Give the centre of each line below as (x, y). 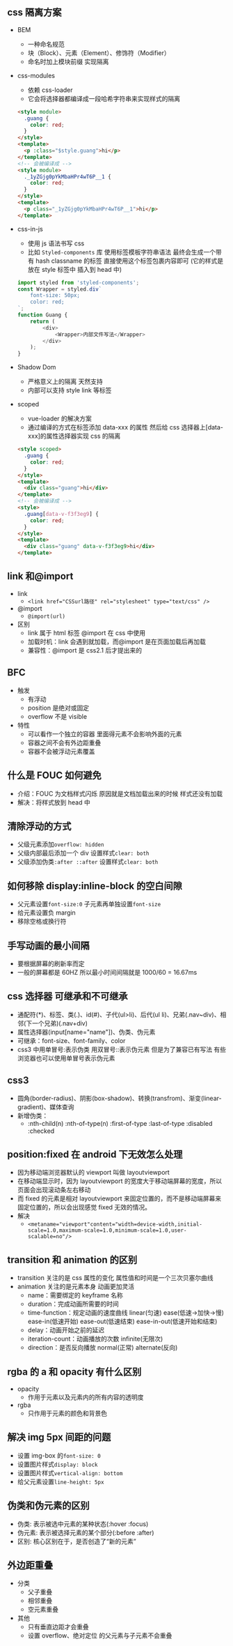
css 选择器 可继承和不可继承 (67, 997)
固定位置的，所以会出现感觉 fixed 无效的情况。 (84, 1207)
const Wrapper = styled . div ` (59, 289)
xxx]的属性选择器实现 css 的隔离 (74, 436)
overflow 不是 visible (57, 716)
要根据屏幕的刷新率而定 (51, 963)
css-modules (36, 75)
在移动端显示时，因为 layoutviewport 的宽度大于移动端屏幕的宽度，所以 (120, 1181)
